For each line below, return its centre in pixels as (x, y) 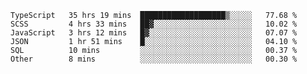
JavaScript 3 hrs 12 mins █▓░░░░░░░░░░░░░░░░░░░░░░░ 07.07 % (154, 33)
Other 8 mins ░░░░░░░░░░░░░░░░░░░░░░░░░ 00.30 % (154, 59)
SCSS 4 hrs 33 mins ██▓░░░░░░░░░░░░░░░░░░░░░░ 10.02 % (154, 24)
